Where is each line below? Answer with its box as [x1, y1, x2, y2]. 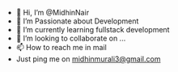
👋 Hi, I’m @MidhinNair [15, 8, 90, 17]
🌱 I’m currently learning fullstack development [15, 25, 170, 34]
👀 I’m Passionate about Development [15, 16, 139, 26]
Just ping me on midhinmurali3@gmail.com [15, 54, 161, 64]
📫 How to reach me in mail [15, 43, 107, 52]
